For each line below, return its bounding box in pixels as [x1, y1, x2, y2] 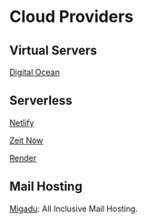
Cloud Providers [9, 6, 134, 27]
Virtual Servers [9, 43, 98, 58]
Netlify [9, 117, 34, 128]
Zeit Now [9, 135, 44, 146]
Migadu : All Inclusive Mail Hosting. [9, 203, 139, 214]
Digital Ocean [9, 66, 61, 77]
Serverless [9, 93, 73, 108]
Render [9, 152, 37, 163]
